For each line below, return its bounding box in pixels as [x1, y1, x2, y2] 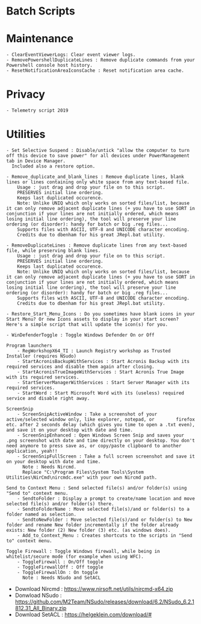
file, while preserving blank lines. [6, 248, 101, 254]
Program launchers [6, 342, 52, 348]
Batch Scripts [6, 4, 75, 18]
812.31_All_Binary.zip [14, 605, 67, 611]
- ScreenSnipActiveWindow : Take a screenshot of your [17, 411, 158, 417]
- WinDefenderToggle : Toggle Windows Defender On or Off [6, 332, 155, 338]
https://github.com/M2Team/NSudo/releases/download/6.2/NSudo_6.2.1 [14, 598, 194, 605]
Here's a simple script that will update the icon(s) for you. [6, 321, 169, 327]
